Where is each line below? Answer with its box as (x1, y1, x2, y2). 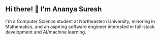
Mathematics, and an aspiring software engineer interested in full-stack (5, 23, 155, 29)
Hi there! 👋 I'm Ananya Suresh (5, 5, 102, 13)
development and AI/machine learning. (5, 28, 86, 35)
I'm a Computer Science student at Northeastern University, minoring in (5, 18, 155, 24)
